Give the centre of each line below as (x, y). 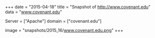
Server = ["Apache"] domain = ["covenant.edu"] (53, 21)
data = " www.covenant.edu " (34, 12)
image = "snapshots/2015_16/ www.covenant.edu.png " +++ (64, 30)
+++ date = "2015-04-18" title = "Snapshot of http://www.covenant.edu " (78, 7)
